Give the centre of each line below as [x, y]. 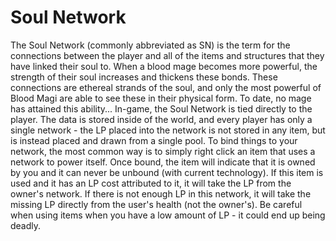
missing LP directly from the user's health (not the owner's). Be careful [156, 204]
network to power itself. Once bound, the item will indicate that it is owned [163, 162]
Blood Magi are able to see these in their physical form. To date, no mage [161, 98]
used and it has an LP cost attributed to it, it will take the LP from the [151, 183]
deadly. [26, 225]
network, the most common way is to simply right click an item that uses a [163, 151]
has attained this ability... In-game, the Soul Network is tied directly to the [161, 108]
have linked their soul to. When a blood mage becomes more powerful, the [164, 66]
